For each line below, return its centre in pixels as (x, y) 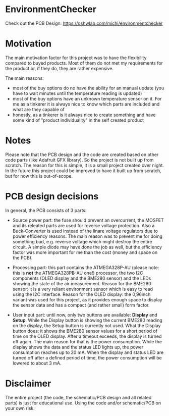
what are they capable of (38, 109)
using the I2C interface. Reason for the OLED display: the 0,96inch (81, 294)
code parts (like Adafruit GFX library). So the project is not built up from (79, 160)
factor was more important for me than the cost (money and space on (85, 252)
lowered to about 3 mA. (37, 363)
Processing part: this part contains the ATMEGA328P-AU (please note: (86, 267)
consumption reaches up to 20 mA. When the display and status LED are (88, 352)
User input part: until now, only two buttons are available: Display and (85, 315)
